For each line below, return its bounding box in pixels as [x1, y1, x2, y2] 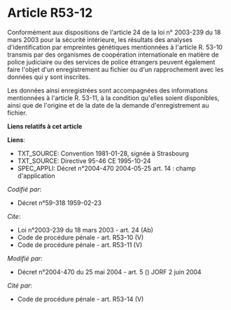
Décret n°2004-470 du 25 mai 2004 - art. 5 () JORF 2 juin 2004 [17, 267, 202, 276]
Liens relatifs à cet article [7, 122, 83, 130]
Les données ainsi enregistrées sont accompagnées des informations [7, 86, 208, 94]
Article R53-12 [7, 5, 93, 21]
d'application [17, 171, 55, 180]
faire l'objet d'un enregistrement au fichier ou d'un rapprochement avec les [7, 65, 224, 73]
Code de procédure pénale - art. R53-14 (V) [17, 295, 144, 303]
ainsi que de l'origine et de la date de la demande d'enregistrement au [7, 101, 209, 109]
